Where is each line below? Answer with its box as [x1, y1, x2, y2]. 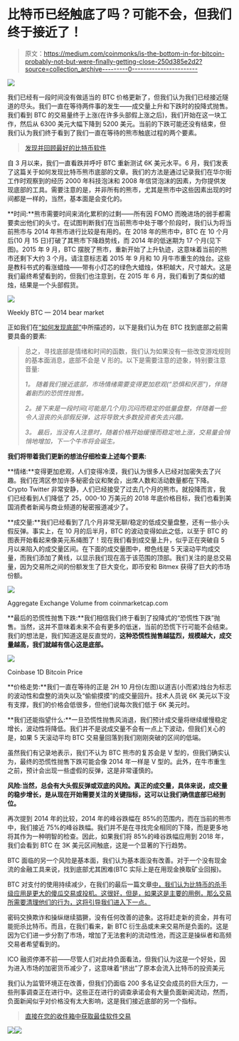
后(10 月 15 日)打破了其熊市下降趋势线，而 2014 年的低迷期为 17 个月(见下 [7, 236, 222, 244]
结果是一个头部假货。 [19, 281, 83, 289]
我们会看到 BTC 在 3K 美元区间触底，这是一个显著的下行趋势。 [7, 841, 191, 849]
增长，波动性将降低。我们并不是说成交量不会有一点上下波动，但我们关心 [7, 724, 219, 733]
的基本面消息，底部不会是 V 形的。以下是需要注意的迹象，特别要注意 [24, 355, 226, 364]
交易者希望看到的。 [7, 939, 64, 948]
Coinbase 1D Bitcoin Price [7, 667, 83, 676]
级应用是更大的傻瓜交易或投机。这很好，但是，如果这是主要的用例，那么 [7, 889, 219, 897]
